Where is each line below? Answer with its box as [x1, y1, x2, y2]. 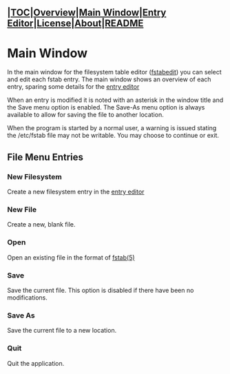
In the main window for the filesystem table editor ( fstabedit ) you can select [7, 68, 222, 76]
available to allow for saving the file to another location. [7, 111, 164, 119]
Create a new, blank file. [7, 220, 76, 229]
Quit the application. [7, 359, 65, 367]
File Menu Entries [7, 151, 84, 163]
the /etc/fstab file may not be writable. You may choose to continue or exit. [7, 132, 219, 140]
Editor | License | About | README [7, 18, 144, 30]
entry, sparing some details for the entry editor [7, 83, 140, 91]
